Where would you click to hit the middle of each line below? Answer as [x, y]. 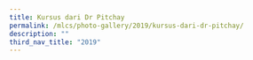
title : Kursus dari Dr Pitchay [67, 17]
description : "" [39, 34]
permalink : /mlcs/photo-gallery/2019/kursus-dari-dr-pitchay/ [126, 26]
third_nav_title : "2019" [55, 42]
